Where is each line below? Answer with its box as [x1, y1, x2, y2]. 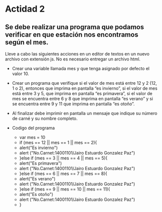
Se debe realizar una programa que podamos [5, 23, 144, 31]
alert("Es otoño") [19, 192, 54, 197]
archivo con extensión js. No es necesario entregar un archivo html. [5, 56, 141, 62]
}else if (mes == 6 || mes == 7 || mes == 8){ [19, 171, 108, 176]
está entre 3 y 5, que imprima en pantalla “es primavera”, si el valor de [12, 91, 152, 96]
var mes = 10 [19, 135, 45, 140]
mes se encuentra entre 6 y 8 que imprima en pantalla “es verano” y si [12, 96, 153, 101]
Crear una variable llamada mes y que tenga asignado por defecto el [12, 66, 150, 71]
